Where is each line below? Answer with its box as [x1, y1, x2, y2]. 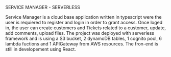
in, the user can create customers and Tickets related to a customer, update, [5, 25, 166, 31]
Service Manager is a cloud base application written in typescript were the [5, 14, 162, 20]
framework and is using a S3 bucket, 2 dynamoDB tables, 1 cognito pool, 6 [5, 35, 162, 41]
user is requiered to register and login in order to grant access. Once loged [5, 20, 163, 25]
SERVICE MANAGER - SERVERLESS [5, 5, 80, 10]
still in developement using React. [5, 46, 77, 52]
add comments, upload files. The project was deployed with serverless [5, 30, 155, 36]
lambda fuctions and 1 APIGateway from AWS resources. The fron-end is [5, 41, 158, 47]
